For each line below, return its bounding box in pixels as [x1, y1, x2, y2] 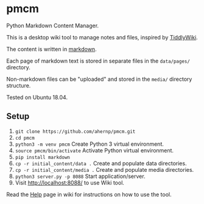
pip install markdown [15, 154, 70, 160]
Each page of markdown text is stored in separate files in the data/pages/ [6, 57, 191, 64]
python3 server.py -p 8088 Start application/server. [15, 172, 146, 180]
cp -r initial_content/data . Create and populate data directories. [15, 160, 187, 167]
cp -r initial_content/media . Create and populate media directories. [15, 166, 194, 173]
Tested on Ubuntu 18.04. [6, 93, 68, 101]
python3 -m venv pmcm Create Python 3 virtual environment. [15, 140, 164, 148]
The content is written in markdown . [6, 45, 97, 53]
